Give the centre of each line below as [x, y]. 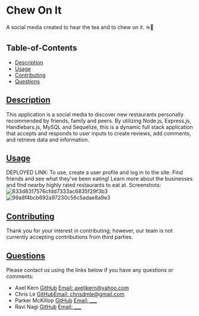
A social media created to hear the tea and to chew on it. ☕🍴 [80, 27]
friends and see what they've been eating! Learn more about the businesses [99, 179]
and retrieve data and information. [48, 140]
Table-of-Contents [42, 48]
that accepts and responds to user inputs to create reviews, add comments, [99, 133]
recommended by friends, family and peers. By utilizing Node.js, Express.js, [99, 121]
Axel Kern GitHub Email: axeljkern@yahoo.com [72, 288]
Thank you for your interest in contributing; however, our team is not [90, 231]
